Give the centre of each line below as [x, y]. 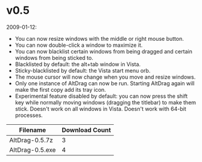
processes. [29, 115]
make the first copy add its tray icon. [61, 89]
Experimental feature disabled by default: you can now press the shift [101, 96]
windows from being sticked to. [54, 58]
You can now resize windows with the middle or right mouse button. [99, 38]
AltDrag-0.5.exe [33, 149]
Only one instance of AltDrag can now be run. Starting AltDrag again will [105, 83]
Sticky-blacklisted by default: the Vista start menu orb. [83, 70]
